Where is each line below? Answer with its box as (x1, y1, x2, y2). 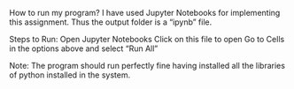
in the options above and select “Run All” (9, 43, 159, 54)
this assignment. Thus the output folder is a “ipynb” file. (9, 17, 213, 27)
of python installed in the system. (9, 70, 131, 80)
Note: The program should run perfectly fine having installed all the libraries (9, 61, 286, 70)
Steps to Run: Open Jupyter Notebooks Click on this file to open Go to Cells (9, 34, 285, 44)
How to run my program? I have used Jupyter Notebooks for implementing (9, 8, 281, 18)
